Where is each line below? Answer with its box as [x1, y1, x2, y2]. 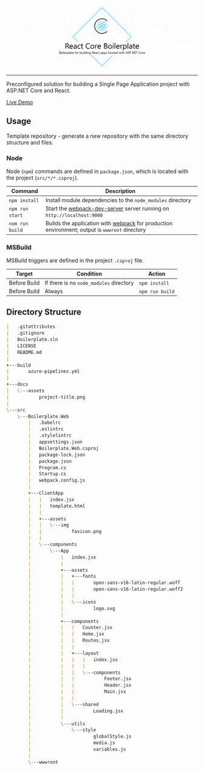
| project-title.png [6, 394, 86, 400]
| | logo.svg [28, 605, 115, 611]
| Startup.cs [28, 471, 67, 477]
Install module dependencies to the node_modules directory [45, 196, 191, 203]
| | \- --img [28, 522, 69, 528]
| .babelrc [28, 419, 61, 426]
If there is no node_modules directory [44, 279, 134, 287]
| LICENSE [6, 342, 36, 349]
